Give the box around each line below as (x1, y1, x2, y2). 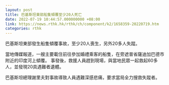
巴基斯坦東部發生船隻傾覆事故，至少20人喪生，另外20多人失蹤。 (5, 41, 140, 47)
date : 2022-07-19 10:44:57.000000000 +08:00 (5, 17, 100, 22)
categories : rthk (5, 26, 42, 31)
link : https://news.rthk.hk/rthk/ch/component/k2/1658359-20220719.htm (5, 21, 159, 27)
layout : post (5, 7, 33, 13)
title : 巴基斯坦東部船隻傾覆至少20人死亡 (5, 12, 82, 17)
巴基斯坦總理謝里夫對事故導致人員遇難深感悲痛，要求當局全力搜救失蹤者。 (5, 74, 160, 80)
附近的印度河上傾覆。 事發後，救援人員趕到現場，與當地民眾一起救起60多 (5, 57, 158, 63)
